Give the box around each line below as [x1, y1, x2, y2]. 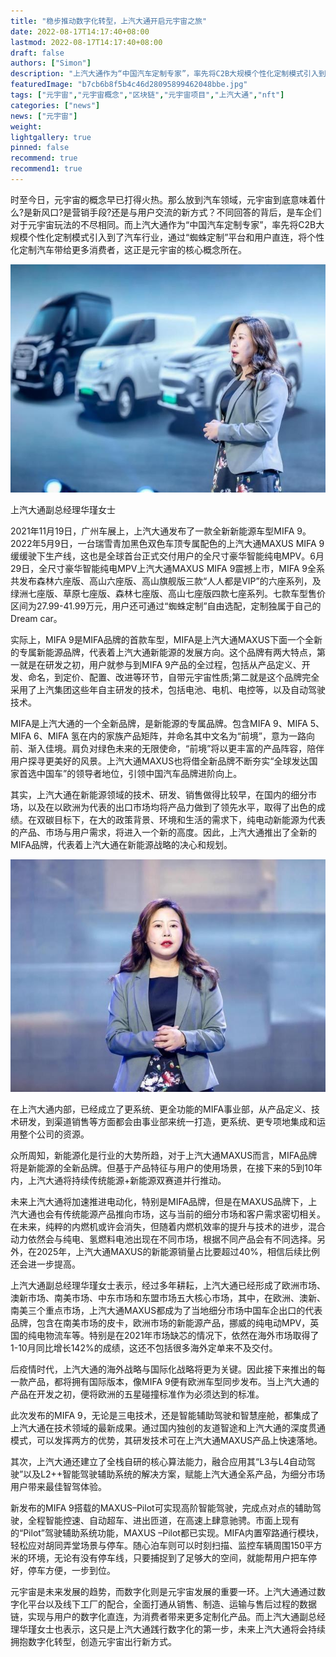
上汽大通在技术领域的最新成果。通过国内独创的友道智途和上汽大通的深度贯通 [10, 1421, 326, 1434]
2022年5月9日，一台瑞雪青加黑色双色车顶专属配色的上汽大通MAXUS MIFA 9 [10, 538, 325, 550]
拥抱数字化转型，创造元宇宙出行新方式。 [10, 1635, 177, 1647]
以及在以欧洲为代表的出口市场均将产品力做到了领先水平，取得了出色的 [27, 801, 317, 814]
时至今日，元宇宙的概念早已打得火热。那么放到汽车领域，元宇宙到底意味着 [10, 193, 317, 205]
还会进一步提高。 [10, 1258, 81, 1270]
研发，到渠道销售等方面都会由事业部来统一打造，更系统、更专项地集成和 [18, 1115, 317, 1127]
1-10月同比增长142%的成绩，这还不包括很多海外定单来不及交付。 [10, 1341, 278, 1354]
